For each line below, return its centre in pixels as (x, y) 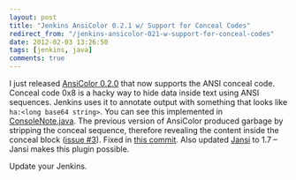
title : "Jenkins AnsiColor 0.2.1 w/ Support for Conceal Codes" (130, 26)
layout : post (33, 17)
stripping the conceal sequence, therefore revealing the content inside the (144, 130)
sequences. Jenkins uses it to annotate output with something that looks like (148, 102)
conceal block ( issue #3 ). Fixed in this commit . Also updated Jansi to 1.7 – (144, 139)
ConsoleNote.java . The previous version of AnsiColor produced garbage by (146, 121)
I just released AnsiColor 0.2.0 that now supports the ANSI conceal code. (142, 83)
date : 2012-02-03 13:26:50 (59, 42)
